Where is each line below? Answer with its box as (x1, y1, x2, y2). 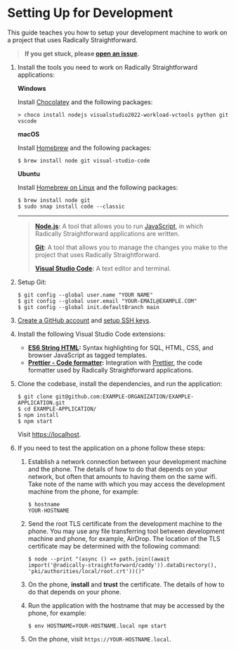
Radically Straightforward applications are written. (34, 229, 181, 237)
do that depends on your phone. (27, 587, 122, 596)
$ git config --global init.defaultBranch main (17, 304, 159, 311)
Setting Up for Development (7, 5, 173, 21)
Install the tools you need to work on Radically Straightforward (17, 63, 198, 71)
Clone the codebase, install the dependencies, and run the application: (17, 379, 223, 388)
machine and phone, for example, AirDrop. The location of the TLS (27, 534, 221, 543)
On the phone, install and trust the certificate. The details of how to (27, 580, 225, 589)
